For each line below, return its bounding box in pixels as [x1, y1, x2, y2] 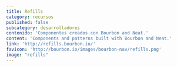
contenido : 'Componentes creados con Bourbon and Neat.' [6, 30, 149, 36]
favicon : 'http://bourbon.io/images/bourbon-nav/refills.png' [6, 47, 162, 52]
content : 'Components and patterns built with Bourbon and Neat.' [6, 36, 172, 41]
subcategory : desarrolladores [6, 24, 81, 31]
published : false [6, 19, 49, 25]
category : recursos [6, 14, 54, 20]
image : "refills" [6, 52, 49, 58]
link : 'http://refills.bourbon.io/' [6, 41, 96, 47]
